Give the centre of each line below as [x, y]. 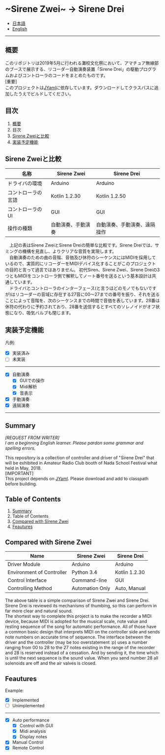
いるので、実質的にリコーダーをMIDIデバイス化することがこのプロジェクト [81, 264]
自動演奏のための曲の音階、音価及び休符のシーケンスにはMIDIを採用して [82, 257]
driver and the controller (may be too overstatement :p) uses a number [76, 642]
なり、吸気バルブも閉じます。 [43, 313]
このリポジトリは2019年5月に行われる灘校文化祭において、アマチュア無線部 [82, 63]
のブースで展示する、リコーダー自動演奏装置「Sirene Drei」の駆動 [72, 69]
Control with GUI [36, 726]
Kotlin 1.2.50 [111, 196]
